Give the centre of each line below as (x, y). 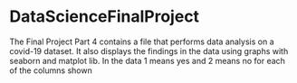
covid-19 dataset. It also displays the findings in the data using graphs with (149, 51)
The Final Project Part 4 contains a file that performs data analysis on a (142, 41)
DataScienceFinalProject (105, 17)
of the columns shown (51, 70)
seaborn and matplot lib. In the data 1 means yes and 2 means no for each (147, 60)
